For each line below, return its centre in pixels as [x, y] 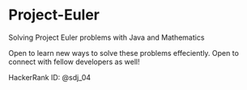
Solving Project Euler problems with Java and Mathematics [106, 37]
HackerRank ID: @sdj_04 [50, 77]
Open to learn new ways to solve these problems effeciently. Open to [123, 53]
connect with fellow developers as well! [74, 62]
